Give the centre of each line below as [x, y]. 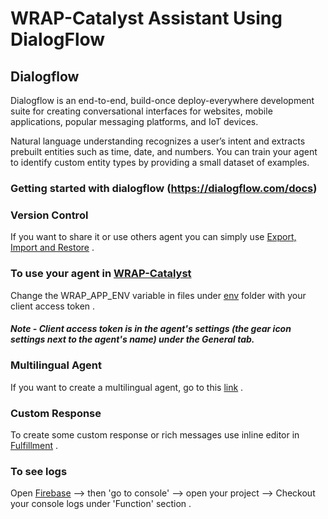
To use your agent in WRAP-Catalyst [101, 274]
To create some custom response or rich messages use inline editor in [155, 435]
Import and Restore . [52, 248]
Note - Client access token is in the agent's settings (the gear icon [151, 329]
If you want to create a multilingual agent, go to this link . [127, 387]
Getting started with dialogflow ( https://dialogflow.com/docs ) [164, 188]
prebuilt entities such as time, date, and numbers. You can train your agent [164, 151]
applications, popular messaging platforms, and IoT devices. [134, 121]
